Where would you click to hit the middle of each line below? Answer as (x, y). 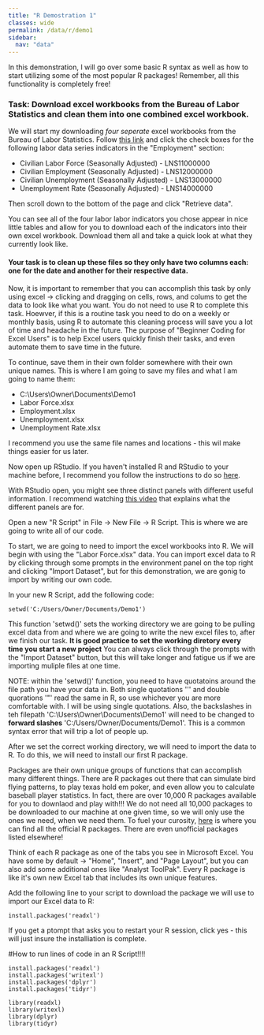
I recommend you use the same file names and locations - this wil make (125, 443)
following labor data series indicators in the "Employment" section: (116, 148)
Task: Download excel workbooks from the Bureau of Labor (124, 105)
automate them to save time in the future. (75, 347)
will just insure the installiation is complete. (78, 938)
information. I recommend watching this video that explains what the (119, 498)
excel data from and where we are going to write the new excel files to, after (132, 632)
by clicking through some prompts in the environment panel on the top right (131, 562)
